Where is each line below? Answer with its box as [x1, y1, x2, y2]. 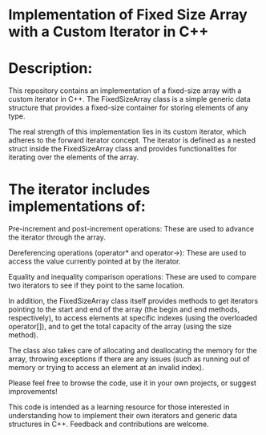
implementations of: [8, 198, 146, 215]
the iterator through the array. [8, 232, 107, 242]
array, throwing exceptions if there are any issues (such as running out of [8, 354, 250, 364]
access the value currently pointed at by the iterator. [8, 256, 181, 266]
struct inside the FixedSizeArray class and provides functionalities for [8, 144, 237, 154]
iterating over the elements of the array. [8, 152, 139, 162]
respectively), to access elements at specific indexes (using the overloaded [8, 313, 258, 323]
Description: [8, 59, 93, 78]
